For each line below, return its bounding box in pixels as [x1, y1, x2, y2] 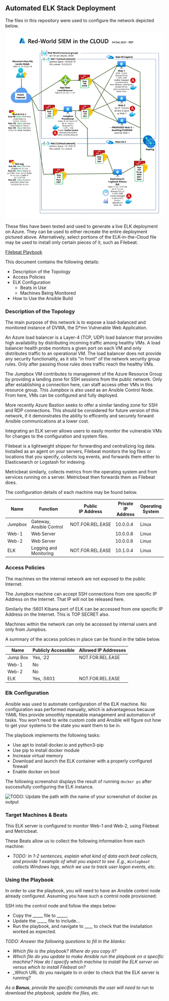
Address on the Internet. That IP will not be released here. [5, 596, 125, 602]
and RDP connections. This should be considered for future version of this [5, 407, 159, 413]
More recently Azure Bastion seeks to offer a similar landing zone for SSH [5, 402, 158, 408]
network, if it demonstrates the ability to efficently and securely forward [5, 413, 154, 419]
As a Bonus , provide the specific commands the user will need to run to [5, 984, 154, 991]
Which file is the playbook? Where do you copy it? [12, 948, 117, 954]
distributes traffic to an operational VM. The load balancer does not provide [5, 350, 162, 356]
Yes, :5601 [32, 676, 55, 682]
